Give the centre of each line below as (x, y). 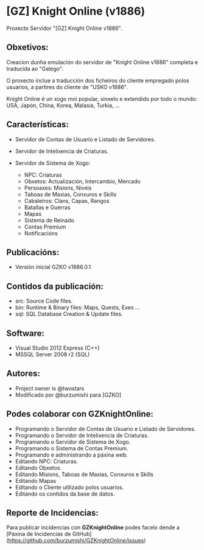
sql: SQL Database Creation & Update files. (69, 314)
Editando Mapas (36, 480)
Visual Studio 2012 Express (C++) (57, 348)
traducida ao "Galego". (35, 68)
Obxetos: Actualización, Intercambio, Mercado (83, 181)
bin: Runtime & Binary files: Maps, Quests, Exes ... (77, 307)
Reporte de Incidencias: (52, 513)
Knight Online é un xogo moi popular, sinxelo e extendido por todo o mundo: (102, 98)
